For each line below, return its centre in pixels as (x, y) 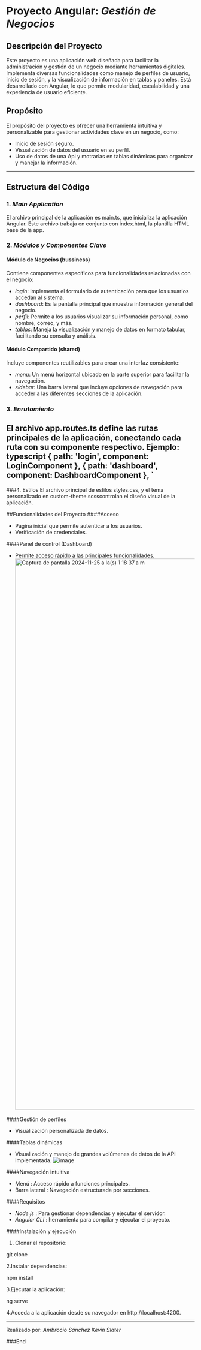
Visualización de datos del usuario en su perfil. (72, 150)
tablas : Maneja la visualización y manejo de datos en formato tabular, (100, 329)
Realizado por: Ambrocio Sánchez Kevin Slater (64, 1330)
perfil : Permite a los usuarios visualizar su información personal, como (101, 317)
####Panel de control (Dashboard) (49, 543)
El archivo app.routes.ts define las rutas (82, 429)
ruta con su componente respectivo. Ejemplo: (93, 447)
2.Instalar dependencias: (37, 1266)
